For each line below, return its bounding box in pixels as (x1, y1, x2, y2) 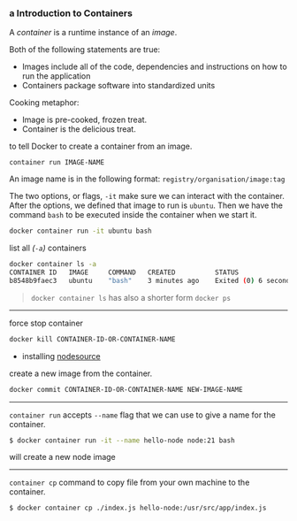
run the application (21, 71, 91, 81)
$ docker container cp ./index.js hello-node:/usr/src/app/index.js (9, 503, 267, 513)
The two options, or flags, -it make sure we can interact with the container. (9, 191, 285, 202)
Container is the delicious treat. (21, 124, 137, 134)
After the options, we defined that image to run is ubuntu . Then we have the (9, 200, 283, 211)
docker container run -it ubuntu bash (9, 226, 152, 236)
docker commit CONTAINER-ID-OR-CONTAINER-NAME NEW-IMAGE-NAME (9, 385, 243, 394)
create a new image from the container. (9, 368, 153, 379)
